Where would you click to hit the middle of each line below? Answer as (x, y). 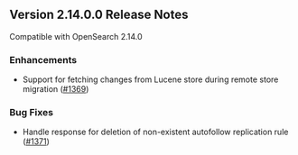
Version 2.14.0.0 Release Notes (99, 15)
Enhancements (43, 59)
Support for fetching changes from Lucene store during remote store (150, 79)
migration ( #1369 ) (56, 89)
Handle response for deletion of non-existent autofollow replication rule (155, 132)
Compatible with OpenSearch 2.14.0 (76, 36)
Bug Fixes (32, 113)
